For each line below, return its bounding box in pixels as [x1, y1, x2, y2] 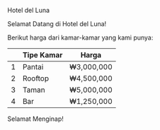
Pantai [22, 62, 44, 71]
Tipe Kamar [22, 50, 63, 59]
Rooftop [22, 73, 50, 83]
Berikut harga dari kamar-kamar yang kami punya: [7, 33, 154, 42]
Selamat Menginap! [7, 114, 64, 123]
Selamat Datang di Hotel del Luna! [7, 20, 107, 28]
